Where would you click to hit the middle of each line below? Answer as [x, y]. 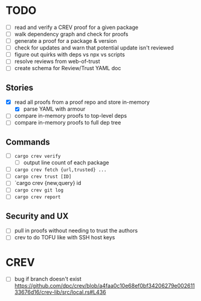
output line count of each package [66, 163]
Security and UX [37, 216]
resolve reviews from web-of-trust [57, 62]
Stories [20, 87]
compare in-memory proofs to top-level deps [71, 116]
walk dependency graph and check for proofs [71, 34]
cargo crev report [37, 197]
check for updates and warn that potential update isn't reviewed [94, 48]
